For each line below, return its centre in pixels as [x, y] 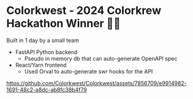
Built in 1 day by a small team [43, 40]
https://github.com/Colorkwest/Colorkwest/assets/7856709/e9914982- [96, 83]
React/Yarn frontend [41, 65]
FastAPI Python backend [46, 52]
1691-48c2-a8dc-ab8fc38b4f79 [47, 89]
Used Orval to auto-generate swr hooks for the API [89, 71]
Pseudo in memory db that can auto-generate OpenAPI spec [101, 58]
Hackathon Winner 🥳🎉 [64, 23]
